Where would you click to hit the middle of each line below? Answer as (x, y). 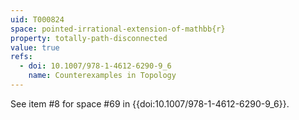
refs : (21, 57)
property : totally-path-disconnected (89, 38)
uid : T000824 (37, 19)
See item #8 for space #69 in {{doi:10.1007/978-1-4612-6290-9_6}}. (150, 103)
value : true (35, 47)
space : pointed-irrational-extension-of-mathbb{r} (118, 29)
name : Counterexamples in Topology (102, 76)
